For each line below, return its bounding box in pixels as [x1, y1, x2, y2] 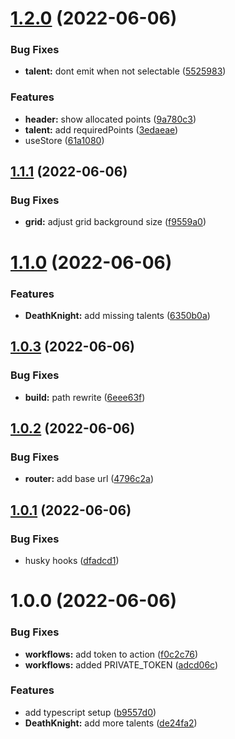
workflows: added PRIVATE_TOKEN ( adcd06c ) [24, 658, 219, 671]
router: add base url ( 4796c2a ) [24, 473, 155, 485]
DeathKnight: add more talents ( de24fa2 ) [24, 717, 198, 729]
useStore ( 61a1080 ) [24, 134, 105, 146]
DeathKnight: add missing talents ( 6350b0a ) [24, 309, 211, 321]
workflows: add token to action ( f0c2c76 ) [24, 648, 199, 660]
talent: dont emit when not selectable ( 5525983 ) [24, 65, 227, 77]
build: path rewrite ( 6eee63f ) [24, 391, 146, 403]
